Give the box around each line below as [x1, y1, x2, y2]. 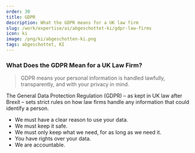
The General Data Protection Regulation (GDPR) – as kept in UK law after [6, 92, 183, 99]
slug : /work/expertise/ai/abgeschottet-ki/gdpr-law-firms [6, 25, 152, 31]
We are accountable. [14, 141, 66, 148]
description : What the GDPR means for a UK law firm [6, 19, 139, 25]
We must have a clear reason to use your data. [14, 116, 128, 123]
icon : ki [6, 31, 28, 37]
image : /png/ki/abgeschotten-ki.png [6, 36, 96, 42]
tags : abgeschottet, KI [6, 42, 65, 48]
